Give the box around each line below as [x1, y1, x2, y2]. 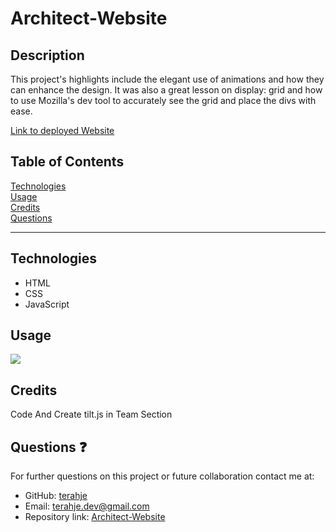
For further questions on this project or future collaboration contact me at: [10, 470, 315, 482]
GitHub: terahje [24, 490, 88, 502]
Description [10, 47, 85, 64]
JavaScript [24, 298, 70, 310]
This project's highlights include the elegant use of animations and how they [10, 73, 325, 85]
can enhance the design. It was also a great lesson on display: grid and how [10, 84, 323, 96]
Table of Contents [10, 153, 125, 171]
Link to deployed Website [10, 125, 115, 136]
